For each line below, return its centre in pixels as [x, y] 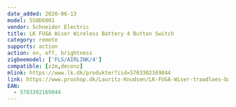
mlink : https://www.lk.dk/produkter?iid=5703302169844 [89, 73]
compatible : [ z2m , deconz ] [45, 66]
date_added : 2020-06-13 [42, 14]
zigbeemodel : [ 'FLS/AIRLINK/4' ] [54, 60]
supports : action [33, 46]
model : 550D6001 [31, 20]
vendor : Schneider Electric [48, 27]
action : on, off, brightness [50, 53]
